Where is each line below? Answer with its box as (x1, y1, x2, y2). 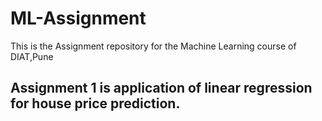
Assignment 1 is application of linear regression (10, 80, 313, 97)
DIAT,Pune (10, 50, 54, 62)
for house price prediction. (10, 95, 181, 112)
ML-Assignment (10, 7, 147, 30)
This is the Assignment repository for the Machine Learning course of (10, 40, 297, 52)
